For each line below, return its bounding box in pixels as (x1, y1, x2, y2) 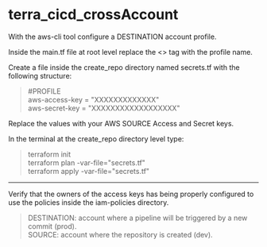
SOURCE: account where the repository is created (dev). (27, 230, 213, 239)
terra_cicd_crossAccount (8, 6, 179, 24)
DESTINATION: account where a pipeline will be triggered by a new (27, 213, 248, 222)
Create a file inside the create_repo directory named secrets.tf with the (8, 62, 240, 72)
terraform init (27, 149, 72, 159)
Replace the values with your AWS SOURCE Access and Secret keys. (8, 118, 234, 128)
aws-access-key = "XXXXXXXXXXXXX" (27, 95, 160, 104)
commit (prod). (27, 221, 77, 231)
